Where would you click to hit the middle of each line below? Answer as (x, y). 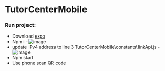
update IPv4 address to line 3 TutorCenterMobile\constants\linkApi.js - (86, 47)
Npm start (23, 58)
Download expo (29, 36)
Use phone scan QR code (39, 63)
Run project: (20, 25)
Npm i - (20, 42)
